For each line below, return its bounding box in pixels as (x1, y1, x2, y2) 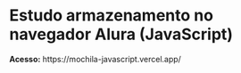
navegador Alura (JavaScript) (9, 24, 234, 45)
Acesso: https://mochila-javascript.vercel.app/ (9, 53, 181, 64)
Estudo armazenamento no (9, 5, 214, 26)
